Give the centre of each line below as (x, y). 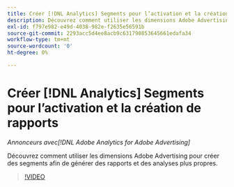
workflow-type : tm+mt (39, 40)
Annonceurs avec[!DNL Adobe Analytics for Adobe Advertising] (99, 142)
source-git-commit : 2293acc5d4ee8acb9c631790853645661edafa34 (99, 33)
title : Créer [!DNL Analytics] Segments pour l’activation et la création (118, 14)
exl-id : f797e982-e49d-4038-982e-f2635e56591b (76, 27)
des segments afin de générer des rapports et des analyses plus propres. (112, 163)
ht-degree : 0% (28, 53)
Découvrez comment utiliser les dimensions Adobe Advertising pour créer (113, 156)
